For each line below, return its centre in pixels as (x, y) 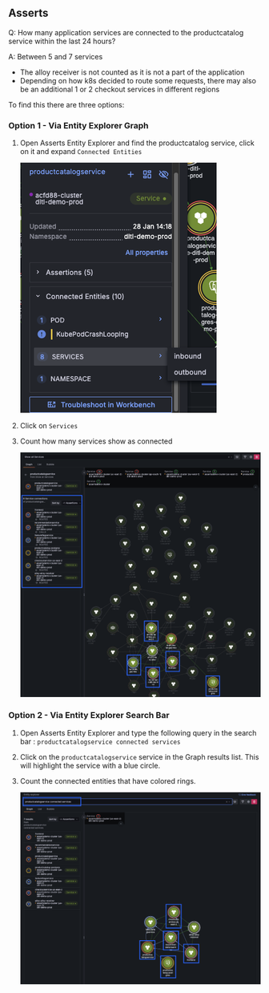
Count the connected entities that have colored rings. (108, 780)
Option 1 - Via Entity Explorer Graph (78, 125)
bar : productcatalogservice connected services (100, 741)
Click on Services (49, 426)
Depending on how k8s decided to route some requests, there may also (138, 80)
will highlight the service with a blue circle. (90, 765)
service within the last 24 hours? (62, 41)
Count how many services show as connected (96, 441)
